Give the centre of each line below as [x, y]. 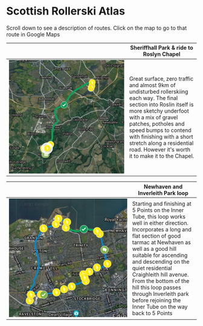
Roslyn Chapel [162, 54]
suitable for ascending [160, 255]
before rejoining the [156, 300]
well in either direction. [160, 223]
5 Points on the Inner [158, 210]
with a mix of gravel [153, 117]
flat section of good [156, 236]
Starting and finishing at [162, 204]
